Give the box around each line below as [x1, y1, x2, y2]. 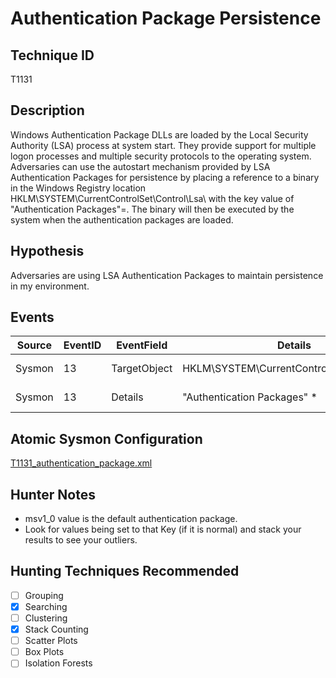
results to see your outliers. [24, 534, 138, 546]
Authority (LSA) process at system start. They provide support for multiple [10, 139, 317, 151]
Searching [24, 600, 68, 612]
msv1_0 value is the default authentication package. [24, 513, 238, 525]
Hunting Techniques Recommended [10, 563, 240, 580]
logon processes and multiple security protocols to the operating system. [10, 150, 312, 162]
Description [10, 102, 85, 119]
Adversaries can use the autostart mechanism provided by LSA [10, 160, 271, 172]
